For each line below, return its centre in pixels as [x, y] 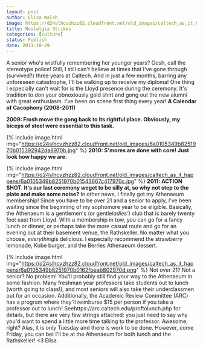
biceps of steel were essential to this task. [60, 126]
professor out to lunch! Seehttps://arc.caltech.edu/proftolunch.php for [93, 308]
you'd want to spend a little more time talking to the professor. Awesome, [97, 321]
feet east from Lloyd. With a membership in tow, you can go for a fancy [95, 219]
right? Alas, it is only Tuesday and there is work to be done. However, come [100, 327]
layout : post [23, 12]
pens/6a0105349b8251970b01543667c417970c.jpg [70, 181]
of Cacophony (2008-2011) [41, 107]
